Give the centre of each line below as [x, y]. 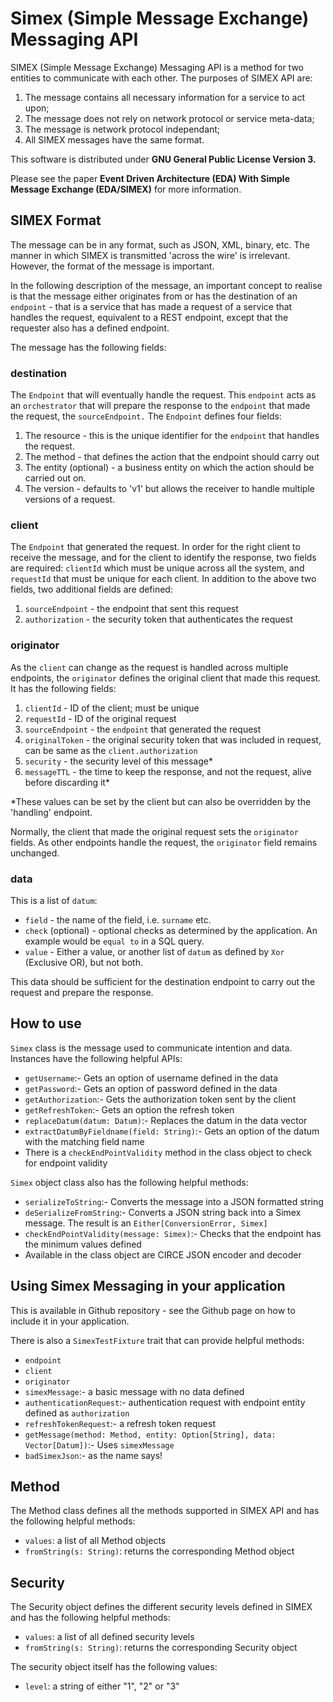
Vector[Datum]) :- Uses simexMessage [99, 1444]
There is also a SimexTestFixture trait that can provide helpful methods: [157, 1340]
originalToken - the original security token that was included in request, [173, 739]
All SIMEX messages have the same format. [114, 139]
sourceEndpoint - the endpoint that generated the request [143, 729]
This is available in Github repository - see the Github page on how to [153, 1310]
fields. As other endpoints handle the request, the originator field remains [164, 842]
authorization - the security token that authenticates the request [158, 619]
